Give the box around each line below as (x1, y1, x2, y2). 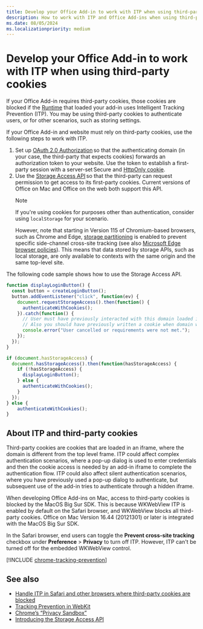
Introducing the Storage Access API (14, 615, 105, 623)
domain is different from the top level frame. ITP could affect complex (6, 451, 179, 458)
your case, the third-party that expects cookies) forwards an (14, 153, 166, 160)
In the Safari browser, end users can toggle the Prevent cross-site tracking (6, 532, 195, 539)
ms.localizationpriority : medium (6, 25, 91, 32)
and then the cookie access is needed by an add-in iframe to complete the (6, 463, 192, 471)
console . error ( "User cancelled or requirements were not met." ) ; (22, 327, 190, 333)
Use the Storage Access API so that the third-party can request (14, 172, 173, 180)
